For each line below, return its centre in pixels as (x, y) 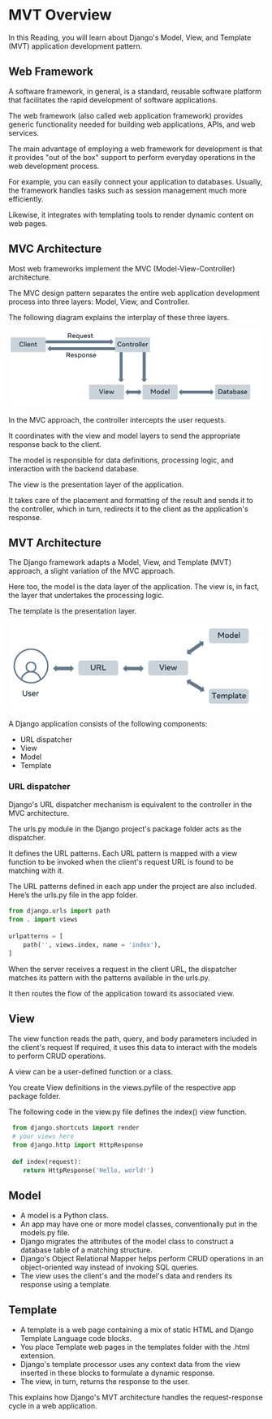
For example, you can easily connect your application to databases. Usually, (136, 181)
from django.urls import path (60, 911)
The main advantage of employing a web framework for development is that (135, 149)
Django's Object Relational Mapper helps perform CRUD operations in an (142, 1258)
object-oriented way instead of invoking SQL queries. (109, 1267)
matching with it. (36, 870)
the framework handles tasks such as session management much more (128, 190)
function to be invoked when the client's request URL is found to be (121, 861)
